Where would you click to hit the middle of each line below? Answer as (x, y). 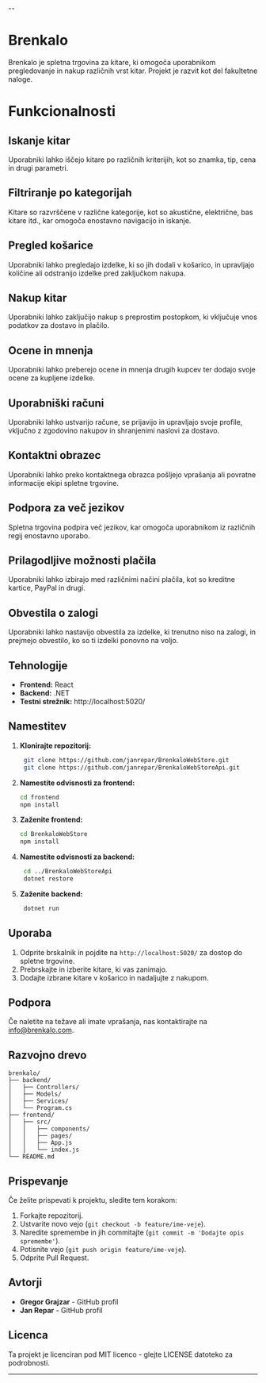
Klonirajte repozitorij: (55, 745)
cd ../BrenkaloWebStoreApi (68, 872)
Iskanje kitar (39, 140)
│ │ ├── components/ (49, 1129)
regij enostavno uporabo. (49, 535)
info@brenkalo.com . (41, 1030)
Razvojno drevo (47, 1055)
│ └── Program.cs (40, 1108)
